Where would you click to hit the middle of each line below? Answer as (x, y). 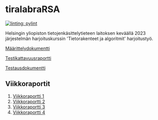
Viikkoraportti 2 (29, 101)
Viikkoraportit (28, 84)
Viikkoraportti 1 (28, 96)
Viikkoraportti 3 (29, 107)
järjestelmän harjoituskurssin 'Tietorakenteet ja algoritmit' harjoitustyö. (79, 38)
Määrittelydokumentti (28, 48)
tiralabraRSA (33, 9)
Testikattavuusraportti (28, 58)
